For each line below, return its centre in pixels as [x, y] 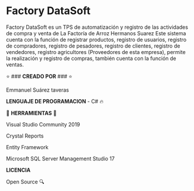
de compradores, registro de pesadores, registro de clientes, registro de [93, 46]
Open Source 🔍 [25, 182]
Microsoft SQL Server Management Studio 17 [60, 158]
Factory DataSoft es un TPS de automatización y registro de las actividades [97, 27]
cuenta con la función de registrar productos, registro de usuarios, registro [96, 39]
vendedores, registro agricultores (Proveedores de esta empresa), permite [96, 52]
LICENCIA [18, 170]
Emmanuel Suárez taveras [38, 90]
